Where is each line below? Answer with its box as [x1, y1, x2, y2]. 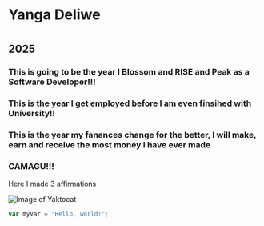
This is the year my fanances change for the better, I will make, [8, 130, 257, 141]
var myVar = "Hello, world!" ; [8, 210, 110, 218]
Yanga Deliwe [8, 6, 102, 24]
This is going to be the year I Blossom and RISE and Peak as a [8, 67, 250, 78]
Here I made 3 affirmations [8, 179, 97, 189]
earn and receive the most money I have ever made [8, 139, 210, 151]
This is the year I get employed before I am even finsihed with [8, 98, 252, 109]
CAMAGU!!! [8, 161, 54, 172]
